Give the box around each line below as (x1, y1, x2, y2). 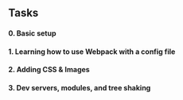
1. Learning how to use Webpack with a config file (8, 47, 176, 56)
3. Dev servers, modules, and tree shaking (8, 83, 151, 92)
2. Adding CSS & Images (8, 65, 90, 75)
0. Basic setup (8, 28, 57, 38)
